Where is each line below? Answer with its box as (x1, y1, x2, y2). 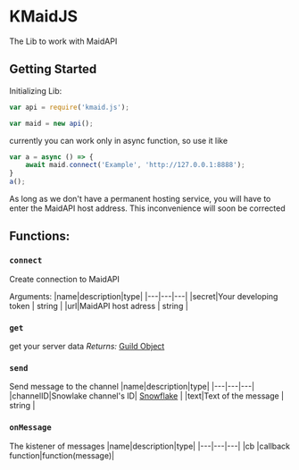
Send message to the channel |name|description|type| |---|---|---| (9, 382, 255, 392)
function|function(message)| (9, 449, 114, 461)
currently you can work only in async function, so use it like (9, 135, 228, 146)
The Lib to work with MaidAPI (9, 36, 118, 46)
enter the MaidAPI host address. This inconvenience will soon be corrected (9, 203, 286, 214)
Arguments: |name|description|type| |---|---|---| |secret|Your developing (9, 290, 278, 301)
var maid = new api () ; (9, 119, 94, 128)
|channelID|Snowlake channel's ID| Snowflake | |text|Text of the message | (9, 390, 284, 401)
